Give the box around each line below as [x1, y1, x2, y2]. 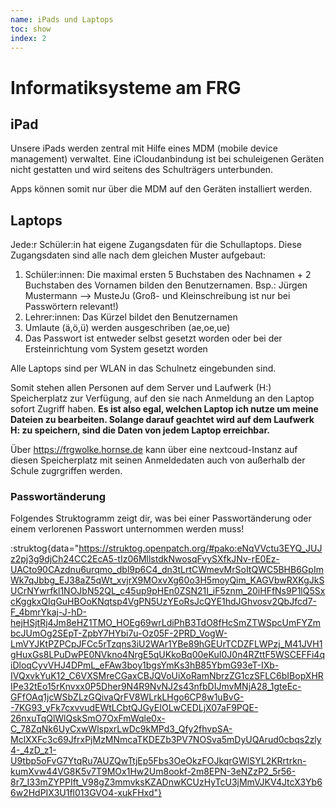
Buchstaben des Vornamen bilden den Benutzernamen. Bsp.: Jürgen [24, 279, 308, 291]
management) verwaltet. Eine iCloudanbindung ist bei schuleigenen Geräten [10, 153, 325, 165]
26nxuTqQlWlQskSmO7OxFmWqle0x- [10, 712, 166, 725]
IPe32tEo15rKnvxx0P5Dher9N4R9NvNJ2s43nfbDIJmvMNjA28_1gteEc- [10, 681, 302, 693]
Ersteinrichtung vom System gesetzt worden [24, 343, 208, 355]
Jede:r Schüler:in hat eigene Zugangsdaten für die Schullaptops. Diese [10, 239, 302, 251]
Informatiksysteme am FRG [10, 76, 242, 99]
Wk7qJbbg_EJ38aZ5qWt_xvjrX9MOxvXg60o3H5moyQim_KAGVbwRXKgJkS [10, 574, 325, 586]
